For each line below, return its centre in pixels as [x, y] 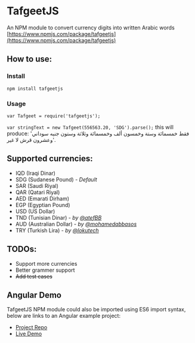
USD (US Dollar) [35, 211]
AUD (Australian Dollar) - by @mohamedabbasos [76, 224]
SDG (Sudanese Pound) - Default [56, 179]
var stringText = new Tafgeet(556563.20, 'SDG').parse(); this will [90, 127]
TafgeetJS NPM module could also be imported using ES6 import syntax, [96, 309]
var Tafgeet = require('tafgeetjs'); [54, 116]
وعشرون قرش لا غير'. [31, 139]
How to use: [30, 59]
